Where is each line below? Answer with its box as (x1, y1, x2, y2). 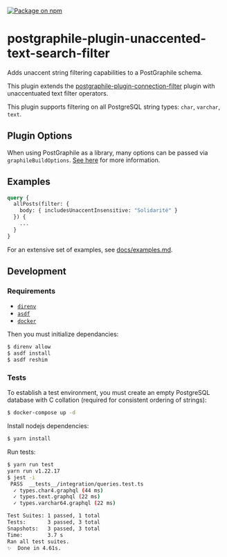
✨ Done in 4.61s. (7, 545, 62, 551)
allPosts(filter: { (13, 201, 70, 208)
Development (7, 265, 67, 277)
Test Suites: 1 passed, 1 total (7, 513, 100, 520)
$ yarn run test (7, 461, 54, 468)
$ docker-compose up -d (7, 409, 76, 416)
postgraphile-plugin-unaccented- (7, 31, 206, 46)
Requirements (7, 286, 56, 296)
